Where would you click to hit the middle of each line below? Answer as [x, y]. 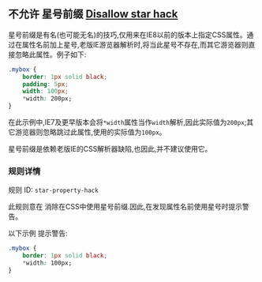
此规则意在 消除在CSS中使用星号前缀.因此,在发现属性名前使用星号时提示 [125, 207]
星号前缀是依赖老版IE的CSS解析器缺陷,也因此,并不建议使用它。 [110, 149]
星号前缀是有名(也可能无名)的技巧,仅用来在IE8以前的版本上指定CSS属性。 [127, 35]
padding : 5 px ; [45, 84]
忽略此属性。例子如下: [51, 55]
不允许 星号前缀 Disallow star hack [93, 14]
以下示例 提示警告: [38, 233]
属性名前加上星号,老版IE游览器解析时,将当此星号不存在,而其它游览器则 [135, 44]
